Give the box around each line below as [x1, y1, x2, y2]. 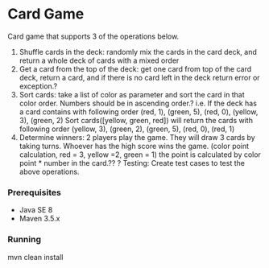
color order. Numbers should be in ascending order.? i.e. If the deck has [19, 98, 257, 108]
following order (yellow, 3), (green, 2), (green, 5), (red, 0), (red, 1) [19, 124, 235, 134]
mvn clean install [7, 252, 64, 262]
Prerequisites [7, 187, 61, 198]
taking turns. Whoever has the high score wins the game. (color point [19, 141, 250, 150]
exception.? [19, 81, 58, 91]
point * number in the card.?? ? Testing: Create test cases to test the [19, 158, 245, 167]
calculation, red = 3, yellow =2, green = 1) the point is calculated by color [19, 150, 261, 159]
